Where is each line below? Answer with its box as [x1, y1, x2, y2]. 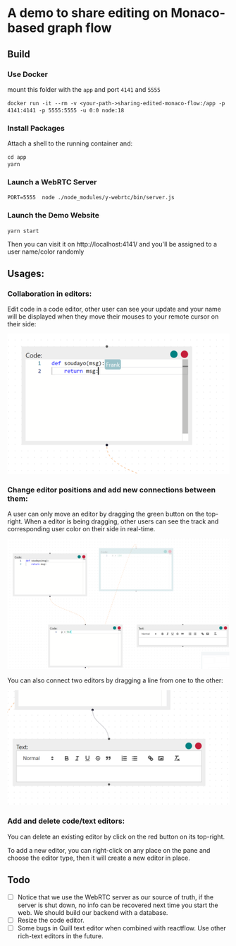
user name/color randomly [7, 247, 85, 256]
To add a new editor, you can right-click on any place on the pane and [7, 846, 211, 854]
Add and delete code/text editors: [7, 816, 125, 826]
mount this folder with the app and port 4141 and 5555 [7, 85, 161, 93]
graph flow [46, 20, 112, 36]
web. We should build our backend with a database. [17, 908, 168, 916]
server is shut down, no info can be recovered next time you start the [17, 901, 218, 909]
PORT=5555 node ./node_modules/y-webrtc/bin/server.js [7, 194, 175, 201]
